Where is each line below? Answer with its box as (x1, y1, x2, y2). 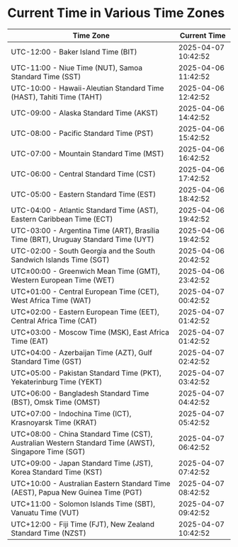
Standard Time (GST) (11, 356, 82, 366)
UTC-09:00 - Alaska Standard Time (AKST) (11, 108, 159, 117)
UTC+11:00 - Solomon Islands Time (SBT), (11, 499, 156, 509)
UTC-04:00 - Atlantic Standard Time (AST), (11, 205, 159, 215)
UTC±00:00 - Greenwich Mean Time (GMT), (11, 266, 161, 276)
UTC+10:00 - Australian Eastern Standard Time (11, 478, 171, 488)
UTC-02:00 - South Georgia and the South (11, 246, 156, 255)
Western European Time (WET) (11, 275, 115, 284)
